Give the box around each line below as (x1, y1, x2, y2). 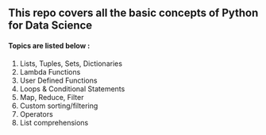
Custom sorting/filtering (19, 101, 98, 110)
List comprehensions (19, 118, 89, 127)
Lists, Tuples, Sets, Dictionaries (19, 59, 123, 68)
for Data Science (8, 19, 93, 33)
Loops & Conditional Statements (19, 83, 125, 94)
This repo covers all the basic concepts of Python (8, 6, 259, 20)
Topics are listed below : (8, 40, 91, 50)
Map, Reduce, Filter (19, 92, 84, 102)
